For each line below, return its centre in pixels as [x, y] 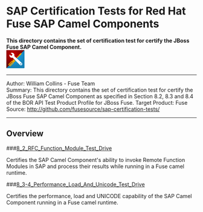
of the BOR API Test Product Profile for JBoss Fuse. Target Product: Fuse [97, 102]
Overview [25, 134]
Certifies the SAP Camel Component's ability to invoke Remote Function [96, 160]
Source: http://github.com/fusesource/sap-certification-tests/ [83, 109]
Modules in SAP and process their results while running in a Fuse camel [95, 166]
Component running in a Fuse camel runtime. [63, 202]
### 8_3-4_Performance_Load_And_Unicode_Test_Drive [76, 184]
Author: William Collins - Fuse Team [51, 83]
